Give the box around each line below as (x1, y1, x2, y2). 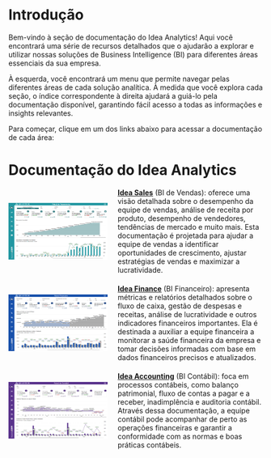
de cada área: (8, 132, 55, 142)
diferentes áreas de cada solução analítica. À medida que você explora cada (8, 83, 263, 92)
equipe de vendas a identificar (117, 239, 219, 248)
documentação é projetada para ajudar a (117, 231, 253, 240)
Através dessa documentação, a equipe (117, 405, 251, 415)
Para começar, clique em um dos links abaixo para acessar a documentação (8, 124, 263, 134)
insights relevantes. (8, 108, 74, 118)
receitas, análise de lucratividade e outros (117, 309, 257, 319)
